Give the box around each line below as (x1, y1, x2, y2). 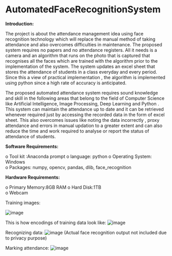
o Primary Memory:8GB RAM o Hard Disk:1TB (5, 184, 102, 190)
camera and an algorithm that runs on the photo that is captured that (5, 52, 150, 59)
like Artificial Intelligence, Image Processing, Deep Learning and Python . (5, 100, 159, 106)
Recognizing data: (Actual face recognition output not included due (5, 229, 167, 235)
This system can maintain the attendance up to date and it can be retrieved (5, 106, 164, 112)
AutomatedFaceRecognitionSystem (5, 4, 161, 15)
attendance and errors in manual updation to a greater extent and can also (5, 122, 163, 129)
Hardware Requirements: (5, 174, 60, 180)
